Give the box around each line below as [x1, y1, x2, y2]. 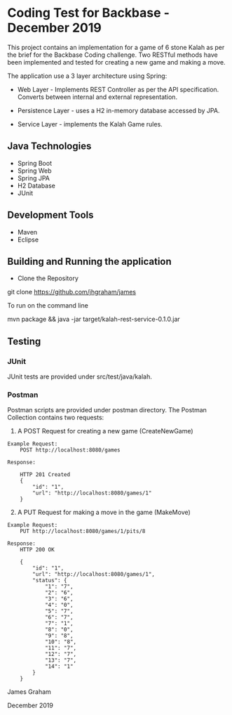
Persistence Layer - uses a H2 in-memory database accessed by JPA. [17, 106, 220, 114]
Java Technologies [7, 140, 92, 152]
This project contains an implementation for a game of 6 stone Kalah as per [7, 43, 225, 51]
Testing [7, 335, 41, 347]
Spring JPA [17, 173, 50, 182]
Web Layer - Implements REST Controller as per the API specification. [17, 85, 219, 93]
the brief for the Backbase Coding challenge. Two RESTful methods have [7, 51, 219, 59]
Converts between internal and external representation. [17, 93, 177, 101]
